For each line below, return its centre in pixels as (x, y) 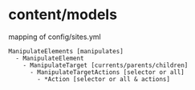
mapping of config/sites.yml (55, 37)
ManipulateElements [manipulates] (66, 51)
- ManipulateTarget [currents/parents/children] (106, 65)
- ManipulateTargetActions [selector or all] (107, 72)
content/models (63, 15)
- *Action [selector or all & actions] (104, 79)
